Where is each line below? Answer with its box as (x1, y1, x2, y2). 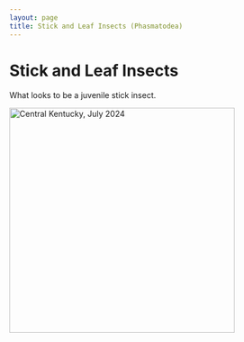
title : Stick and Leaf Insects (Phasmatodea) (9, 22, 183, 31)
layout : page (9, 13, 59, 22)
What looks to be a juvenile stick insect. (9, 90, 157, 101)
